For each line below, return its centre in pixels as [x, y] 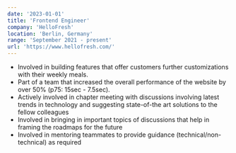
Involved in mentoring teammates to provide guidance [96, 135]
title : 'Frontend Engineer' [49, 21]
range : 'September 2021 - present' [60, 40]
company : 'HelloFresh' [41, 27]
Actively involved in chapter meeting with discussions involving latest [118, 97]
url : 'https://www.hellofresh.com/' [61, 47]
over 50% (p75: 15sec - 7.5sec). [64, 90]
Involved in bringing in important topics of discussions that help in [113, 120]
